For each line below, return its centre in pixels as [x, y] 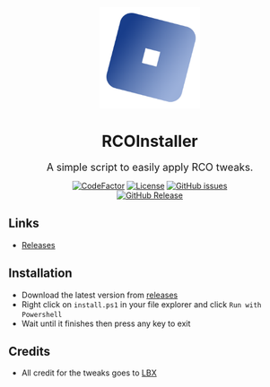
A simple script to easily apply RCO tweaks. [150, 167]
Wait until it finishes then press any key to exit [106, 323]
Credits [30, 351]
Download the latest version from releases [100, 295]
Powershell [42, 314]
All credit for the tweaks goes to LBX [89, 373]
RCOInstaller [150, 142]
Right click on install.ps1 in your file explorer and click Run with [141, 304]
